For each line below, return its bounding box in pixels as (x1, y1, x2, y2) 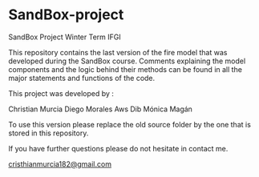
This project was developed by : (8, 88, 115, 98)
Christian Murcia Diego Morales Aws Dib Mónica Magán (8, 104, 192, 114)
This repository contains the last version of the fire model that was (8, 47, 228, 57)
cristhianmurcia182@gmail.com (8, 159, 112, 169)
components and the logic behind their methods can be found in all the (8, 64, 243, 74)
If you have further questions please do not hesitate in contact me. (8, 143, 229, 153)
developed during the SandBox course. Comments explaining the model (8, 56, 246, 66)
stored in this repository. (8, 128, 89, 138)
